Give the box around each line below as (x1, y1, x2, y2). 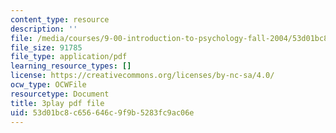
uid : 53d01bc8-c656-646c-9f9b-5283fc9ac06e (10, 107, 195, 118)
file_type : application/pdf (10, 52, 128, 62)
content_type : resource (10, 14, 110, 25)
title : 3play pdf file (10, 98, 105, 108)
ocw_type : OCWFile (10, 80, 87, 90)
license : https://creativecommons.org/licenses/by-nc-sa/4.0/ (10, 71, 275, 81)
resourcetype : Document (10, 89, 110, 99)
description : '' (10, 24, 78, 34)
